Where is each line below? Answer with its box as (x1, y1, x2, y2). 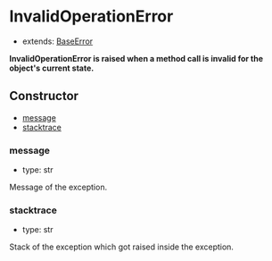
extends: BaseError (21, 36, 94, 46)
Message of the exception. (9, 181, 108, 193)
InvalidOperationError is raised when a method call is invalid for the (9, 53, 263, 63)
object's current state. (9, 63, 95, 73)
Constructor (9, 88, 78, 104)
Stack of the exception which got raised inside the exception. (9, 241, 235, 252)
